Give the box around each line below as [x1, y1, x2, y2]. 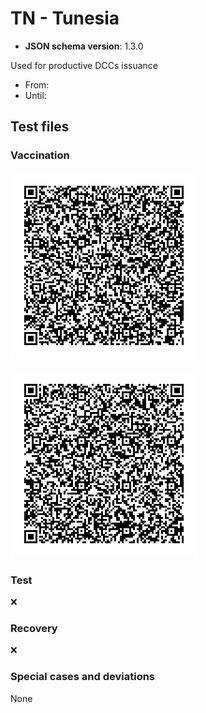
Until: [24, 89, 47, 101]
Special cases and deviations [10, 670, 156, 684]
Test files [10, 118, 70, 136]
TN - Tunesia [10, 7, 120, 30]
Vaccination [10, 148, 70, 162]
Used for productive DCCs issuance [10, 59, 158, 71]
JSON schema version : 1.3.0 [24, 40, 144, 52]
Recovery [10, 621, 58, 635]
